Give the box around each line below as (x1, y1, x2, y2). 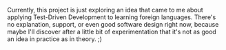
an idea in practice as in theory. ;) (7, 35, 102, 43)
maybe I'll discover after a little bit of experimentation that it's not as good (7, 27, 217, 36)
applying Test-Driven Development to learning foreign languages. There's (7, 13, 216, 21)
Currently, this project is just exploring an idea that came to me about (7, 6, 203, 14)
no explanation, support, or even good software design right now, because (7, 21, 219, 28)
